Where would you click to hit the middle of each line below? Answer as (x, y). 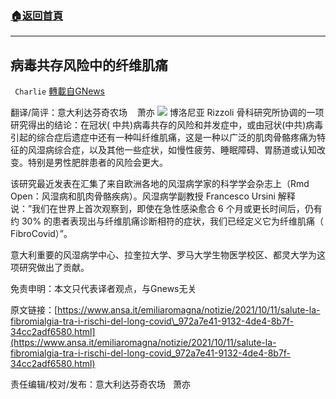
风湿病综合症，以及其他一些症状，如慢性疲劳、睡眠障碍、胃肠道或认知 (172, 150)
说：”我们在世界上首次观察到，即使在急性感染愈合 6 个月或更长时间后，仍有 (166, 209)
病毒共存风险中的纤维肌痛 (89, 65)
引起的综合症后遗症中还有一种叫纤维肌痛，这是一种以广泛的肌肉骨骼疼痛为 (163, 138)
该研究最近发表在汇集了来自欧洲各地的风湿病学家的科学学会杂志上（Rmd (160, 184)
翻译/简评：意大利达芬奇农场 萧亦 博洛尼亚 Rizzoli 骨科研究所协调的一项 (167, 113)
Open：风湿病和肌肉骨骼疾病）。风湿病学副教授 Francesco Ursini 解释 (153, 196)
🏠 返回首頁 (37, 15)
